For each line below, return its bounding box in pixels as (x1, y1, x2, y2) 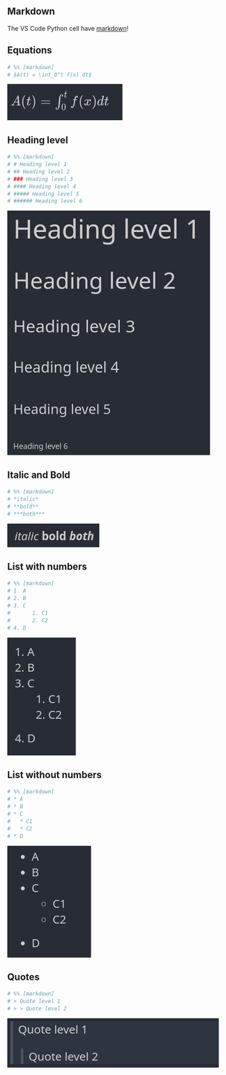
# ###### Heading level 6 (7, 198, 82, 205)
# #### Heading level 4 (7, 183, 77, 190)
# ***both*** (7, 510, 45, 518)
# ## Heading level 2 (7, 168, 70, 175)
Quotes (7, 971, 40, 983)
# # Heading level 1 (7, 161, 68, 168)
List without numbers (7, 768, 103, 781)
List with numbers (7, 561, 87, 573)
